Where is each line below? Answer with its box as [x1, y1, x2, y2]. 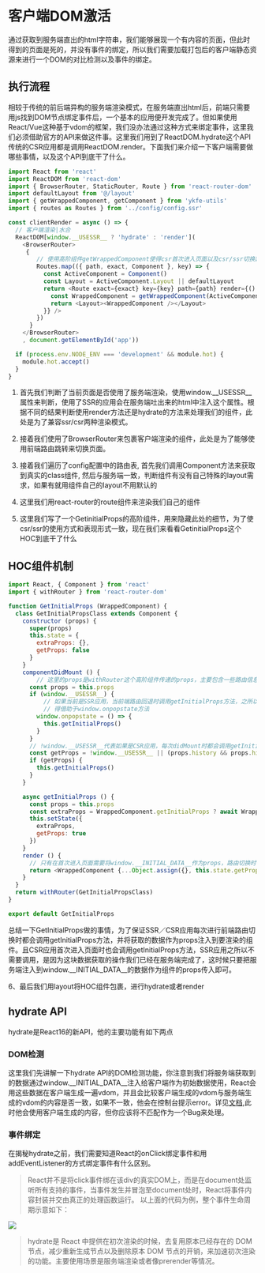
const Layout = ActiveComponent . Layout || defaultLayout [43, 277, 235, 285]
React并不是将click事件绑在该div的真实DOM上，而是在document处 [27, 1175, 245, 1185]
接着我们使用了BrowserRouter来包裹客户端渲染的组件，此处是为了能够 [19, 434, 248, 443]
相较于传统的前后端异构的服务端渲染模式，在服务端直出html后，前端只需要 [8, 102, 251, 111]
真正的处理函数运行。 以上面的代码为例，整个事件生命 [69, 1195, 244, 1205]
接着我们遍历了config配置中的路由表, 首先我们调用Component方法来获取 [19, 461, 256, 470]
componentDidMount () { [22, 669, 101, 676]
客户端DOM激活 [8, 7, 111, 25]
